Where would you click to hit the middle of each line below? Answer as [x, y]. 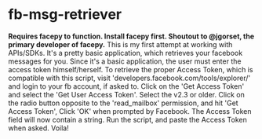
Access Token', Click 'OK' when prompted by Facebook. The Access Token [130, 111]
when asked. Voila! [38, 128]
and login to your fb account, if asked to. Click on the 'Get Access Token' [126, 86]
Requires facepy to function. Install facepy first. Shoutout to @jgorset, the [131, 36]
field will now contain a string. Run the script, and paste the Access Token [127, 119]
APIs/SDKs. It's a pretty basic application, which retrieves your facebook [126, 53]
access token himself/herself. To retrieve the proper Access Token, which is [131, 69]
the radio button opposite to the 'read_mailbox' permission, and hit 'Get [123, 103]
